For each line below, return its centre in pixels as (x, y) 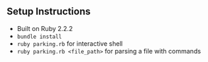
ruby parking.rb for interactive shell (70, 43)
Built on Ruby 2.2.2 (45, 28)
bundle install (39, 37)
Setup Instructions (49, 12)
